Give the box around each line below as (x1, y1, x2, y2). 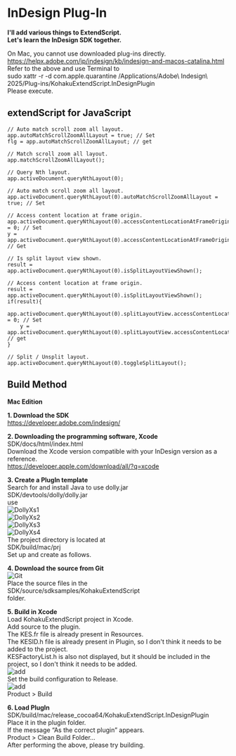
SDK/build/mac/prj (7, 543, 61, 551)
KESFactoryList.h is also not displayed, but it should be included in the (7, 652, 211, 660)
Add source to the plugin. (7, 622, 81, 631)
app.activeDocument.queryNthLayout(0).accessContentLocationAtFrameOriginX (7, 218, 234, 225)
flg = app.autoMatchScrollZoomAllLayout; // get (7, 138, 152, 145)
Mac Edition (7, 397, 44, 406)
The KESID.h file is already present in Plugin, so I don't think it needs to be (7, 637, 222, 646)
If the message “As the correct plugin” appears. (7, 726, 145, 734)
